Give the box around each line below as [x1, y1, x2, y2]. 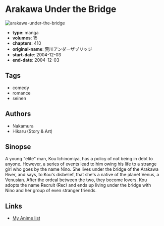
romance [12, 90, 31, 96]
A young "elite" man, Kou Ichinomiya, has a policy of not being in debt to [5, 156, 153, 162]
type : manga [12, 29, 39, 35]
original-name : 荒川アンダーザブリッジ [12, 46, 93, 52]
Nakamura [12, 123, 34, 129]
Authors [5, 110, 31, 118]
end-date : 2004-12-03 [12, 57, 59, 63]
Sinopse [5, 142, 31, 151]
